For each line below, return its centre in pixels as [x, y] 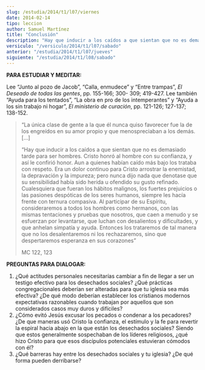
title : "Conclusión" [33, 35]
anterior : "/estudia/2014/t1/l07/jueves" [60, 52]
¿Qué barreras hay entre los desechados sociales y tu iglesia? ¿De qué [104, 354]
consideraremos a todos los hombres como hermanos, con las [100, 208]
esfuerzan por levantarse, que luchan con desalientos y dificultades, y [110, 221]
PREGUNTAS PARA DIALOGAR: [46, 264]
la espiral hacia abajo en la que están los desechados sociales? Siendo [104, 328]
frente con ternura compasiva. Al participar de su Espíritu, [94, 201]
